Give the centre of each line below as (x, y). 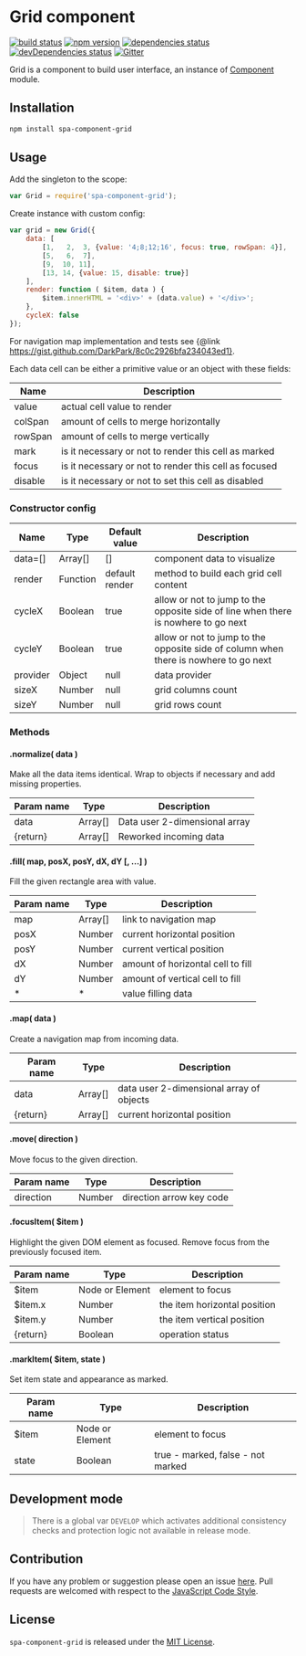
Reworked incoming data (171, 837)
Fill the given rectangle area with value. (83, 881)
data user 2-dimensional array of (189, 1088)
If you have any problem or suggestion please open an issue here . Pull (141, 1581)
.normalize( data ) (44, 754)
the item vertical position (212, 1320)
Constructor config (53, 508)
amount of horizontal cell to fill (187, 964)
